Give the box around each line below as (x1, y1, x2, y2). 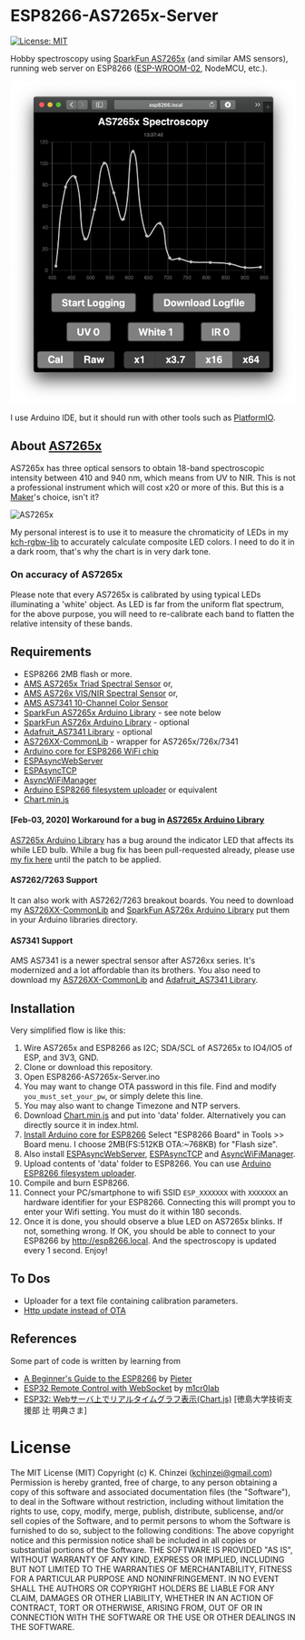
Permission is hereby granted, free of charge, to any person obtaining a (10, 1477, 278, 1488)
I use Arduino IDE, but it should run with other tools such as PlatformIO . (10, 412, 276, 423)
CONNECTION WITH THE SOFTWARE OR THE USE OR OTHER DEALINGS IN (10, 1612, 296, 1623)
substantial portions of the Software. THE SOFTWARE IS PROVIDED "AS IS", (10, 1544, 293, 1555)
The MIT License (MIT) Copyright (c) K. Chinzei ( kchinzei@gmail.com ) (10, 1467, 273, 1478)
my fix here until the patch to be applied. (10, 854, 162, 865)
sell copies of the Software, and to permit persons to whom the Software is (10, 1515, 291, 1526)
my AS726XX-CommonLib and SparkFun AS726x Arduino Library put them (10, 905, 290, 916)
